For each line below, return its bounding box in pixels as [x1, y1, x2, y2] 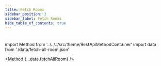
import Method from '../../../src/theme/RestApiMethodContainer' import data [5, 42, 157, 48]
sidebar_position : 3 [5, 12, 47, 16]
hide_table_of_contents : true [5, 20, 66, 26]
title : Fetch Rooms [5, 7, 45, 12]
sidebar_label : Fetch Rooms [5, 16, 62, 21]
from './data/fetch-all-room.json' [5, 47, 69, 52]
